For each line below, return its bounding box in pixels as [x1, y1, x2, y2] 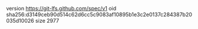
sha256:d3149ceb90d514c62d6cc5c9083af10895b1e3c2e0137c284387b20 [6, 11, 193, 18]
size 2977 [35, 17, 59, 24]
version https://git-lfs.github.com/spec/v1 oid [6, 5, 117, 12]
